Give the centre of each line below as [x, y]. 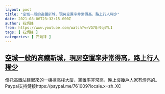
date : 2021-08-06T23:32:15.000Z [38, 19]
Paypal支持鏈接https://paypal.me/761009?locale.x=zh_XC [63, 86]
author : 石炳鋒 [19, 23]
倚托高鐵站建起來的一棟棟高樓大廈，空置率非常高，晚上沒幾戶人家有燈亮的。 [82, 80]
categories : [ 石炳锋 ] [28, 37]
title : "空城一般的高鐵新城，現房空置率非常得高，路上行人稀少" [62, 14]
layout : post [18, 10]
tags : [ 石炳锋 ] [22, 32]
